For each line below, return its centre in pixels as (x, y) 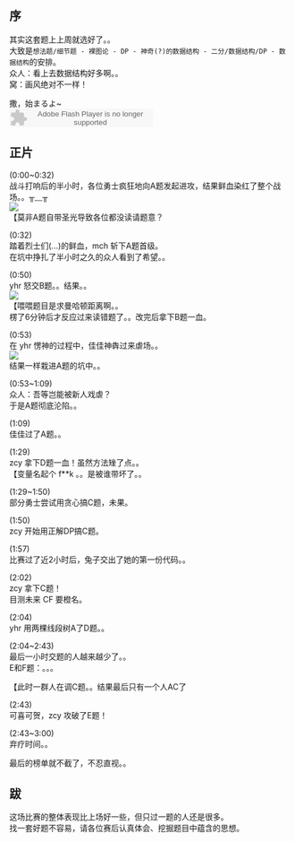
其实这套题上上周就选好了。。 (62, 39)
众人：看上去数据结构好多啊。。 (66, 73)
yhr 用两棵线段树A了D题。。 (59, 628)
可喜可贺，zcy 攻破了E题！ (59, 715)
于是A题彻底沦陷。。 (46, 405)
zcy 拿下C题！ (36, 588)
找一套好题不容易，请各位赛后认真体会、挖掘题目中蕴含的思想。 (126, 829)
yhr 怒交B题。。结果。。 (51, 285)
